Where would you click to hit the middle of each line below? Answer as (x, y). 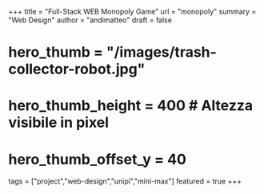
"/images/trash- (162, 52)
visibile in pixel (59, 123)
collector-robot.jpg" (77, 69)
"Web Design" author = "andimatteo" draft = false (90, 20)
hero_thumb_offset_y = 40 (97, 159)
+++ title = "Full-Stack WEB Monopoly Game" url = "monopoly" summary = (132, 12)
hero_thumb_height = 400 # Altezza (131, 106)
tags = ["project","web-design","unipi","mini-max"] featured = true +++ (125, 181)
